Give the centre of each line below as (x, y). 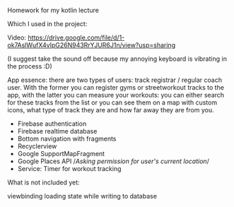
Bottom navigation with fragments (67, 138)
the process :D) (30, 66)
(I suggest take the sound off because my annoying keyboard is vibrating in (117, 59)
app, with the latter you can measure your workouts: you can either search (116, 95)
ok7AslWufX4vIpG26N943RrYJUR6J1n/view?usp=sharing (91, 45)
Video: (17, 37)
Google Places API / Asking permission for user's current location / (113, 161)
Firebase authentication (52, 124)
